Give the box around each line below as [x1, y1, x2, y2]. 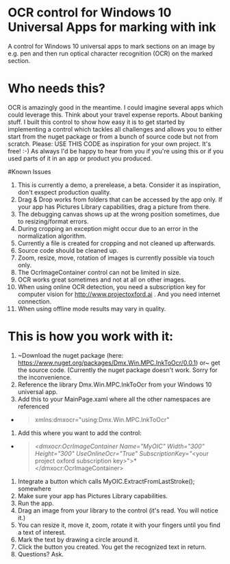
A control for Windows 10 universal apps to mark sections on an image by [8, 42, 215, 50]
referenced [17, 402, 50, 410]
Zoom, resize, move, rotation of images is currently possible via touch [17, 254, 215, 262]
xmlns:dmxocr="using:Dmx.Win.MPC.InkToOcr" [34, 415, 170, 424]
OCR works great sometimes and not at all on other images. [17, 275, 186, 284]
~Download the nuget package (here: [17, 351, 124, 359]
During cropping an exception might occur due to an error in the [17, 224, 199, 232]
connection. [17, 297, 52, 306]
